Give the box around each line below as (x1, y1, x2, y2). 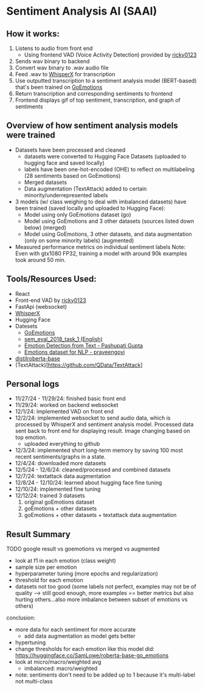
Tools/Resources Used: (6, 274, 97, 284)
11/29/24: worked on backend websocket (15, 401, 119, 409)
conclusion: (6, 614, 35, 622)
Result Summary (6, 529, 71, 540)
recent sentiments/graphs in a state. (15, 453, 106, 460)
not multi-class (15, 678, 53, 685)
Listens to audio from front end (15, 44, 93, 52)
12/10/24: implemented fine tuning (15, 485, 101, 493)
